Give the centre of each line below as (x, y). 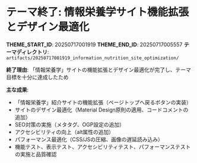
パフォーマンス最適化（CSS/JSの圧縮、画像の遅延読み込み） (89, 139)
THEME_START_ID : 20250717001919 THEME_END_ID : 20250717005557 (94, 44)
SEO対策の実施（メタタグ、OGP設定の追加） (70, 124)
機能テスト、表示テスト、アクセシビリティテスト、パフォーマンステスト (103, 146)
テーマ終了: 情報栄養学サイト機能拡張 (97, 12)
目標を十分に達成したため (37, 77)
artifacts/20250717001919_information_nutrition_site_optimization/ (93, 58)
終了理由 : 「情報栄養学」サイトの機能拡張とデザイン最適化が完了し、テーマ (99, 69)
